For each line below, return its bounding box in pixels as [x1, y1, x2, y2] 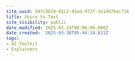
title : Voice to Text [6, 14, 59, 20]
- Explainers [6, 46, 38, 52]
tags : [6, 35, 19, 41]
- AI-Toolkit [6, 41, 38, 47]
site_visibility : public [6, 19, 67, 25]
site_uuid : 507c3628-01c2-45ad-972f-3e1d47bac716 [6, 8, 130, 15]
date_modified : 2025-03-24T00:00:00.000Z [6, 24, 109, 31]
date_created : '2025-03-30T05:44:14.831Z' [6, 30, 111, 36]
